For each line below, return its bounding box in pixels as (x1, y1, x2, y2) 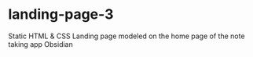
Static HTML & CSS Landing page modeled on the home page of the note (8, 31, 245, 41)
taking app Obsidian (8, 39, 73, 48)
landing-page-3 (8, 5, 114, 23)
